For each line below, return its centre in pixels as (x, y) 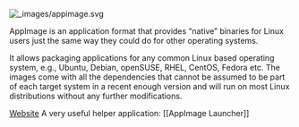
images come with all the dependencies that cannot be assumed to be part (147, 77)
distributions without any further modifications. (96, 96)
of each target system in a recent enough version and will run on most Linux (149, 86)
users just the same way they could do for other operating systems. (134, 41)
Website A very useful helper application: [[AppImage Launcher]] (129, 113)
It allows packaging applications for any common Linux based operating (142, 58)
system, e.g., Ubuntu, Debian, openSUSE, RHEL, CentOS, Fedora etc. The (145, 68)
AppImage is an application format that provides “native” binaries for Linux (147, 31)
